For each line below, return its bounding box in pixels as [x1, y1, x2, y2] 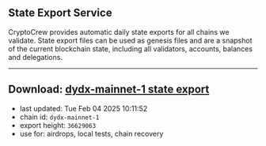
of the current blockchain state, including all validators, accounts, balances [8, 43, 253, 54]
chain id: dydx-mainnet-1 [19, 112, 100, 122]
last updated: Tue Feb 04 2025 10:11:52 [19, 103, 148, 113]
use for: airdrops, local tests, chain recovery [19, 129, 164, 138]
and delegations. [8, 52, 63, 62]
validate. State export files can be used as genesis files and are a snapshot [8, 36, 253, 45]
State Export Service [8, 6, 112, 20]
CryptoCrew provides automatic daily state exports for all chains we [8, 27, 230, 36]
